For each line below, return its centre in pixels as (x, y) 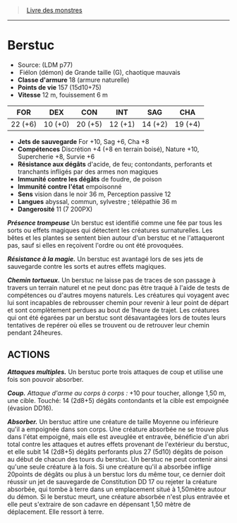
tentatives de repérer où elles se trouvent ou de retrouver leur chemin (108, 325)
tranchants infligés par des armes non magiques (88, 172)
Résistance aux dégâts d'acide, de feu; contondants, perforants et (115, 164)
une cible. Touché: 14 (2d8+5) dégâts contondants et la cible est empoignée (118, 400)
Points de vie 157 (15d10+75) (60, 87)
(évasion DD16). (30, 408)
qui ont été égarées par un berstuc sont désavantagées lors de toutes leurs (117, 318)
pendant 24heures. (35, 332)
